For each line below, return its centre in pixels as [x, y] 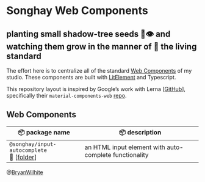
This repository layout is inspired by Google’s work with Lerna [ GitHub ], [96, 89]
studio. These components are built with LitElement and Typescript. [91, 77]
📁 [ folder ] [23, 157]
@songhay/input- [33, 144]
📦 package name [44, 132]
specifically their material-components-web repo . [67, 96]
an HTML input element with [125, 147]
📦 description [140, 132]
